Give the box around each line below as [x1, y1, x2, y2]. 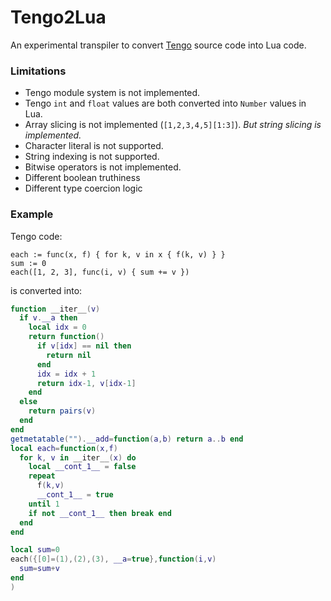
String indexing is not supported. [24, 151, 160, 163]
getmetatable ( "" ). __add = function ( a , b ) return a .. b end [10, 434, 244, 444]
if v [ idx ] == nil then [36, 341, 132, 351]
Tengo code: [10, 230, 63, 242]
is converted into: [10, 284, 83, 296]
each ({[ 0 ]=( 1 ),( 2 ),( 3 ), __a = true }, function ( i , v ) [10, 554, 217, 565]
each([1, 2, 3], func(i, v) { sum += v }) [10, 267, 190, 277]
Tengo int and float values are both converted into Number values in [24, 97, 307, 110]
